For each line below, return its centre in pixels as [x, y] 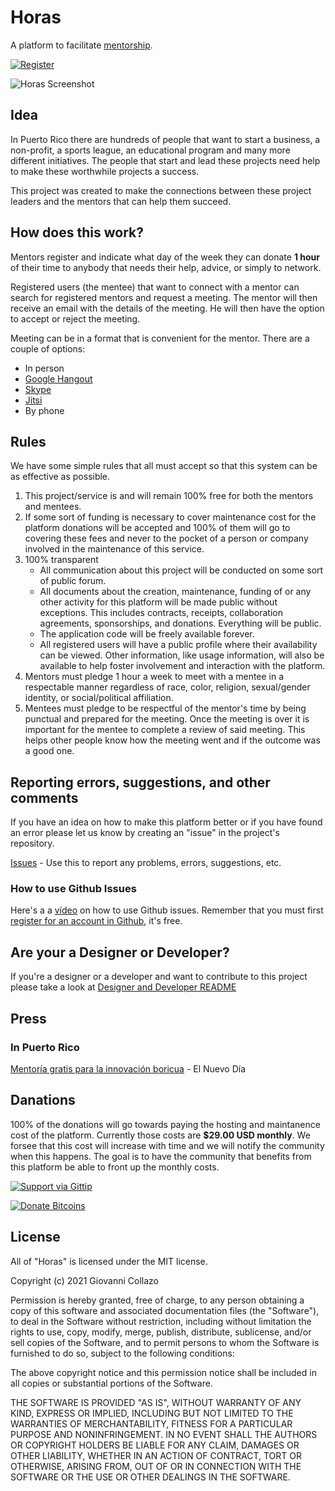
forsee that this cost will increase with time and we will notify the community [167, 1145]
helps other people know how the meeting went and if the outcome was [172, 740]
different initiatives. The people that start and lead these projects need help [165, 160]
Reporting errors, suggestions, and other [140, 782]
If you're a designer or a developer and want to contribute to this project [159, 977]
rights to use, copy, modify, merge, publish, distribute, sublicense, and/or [161, 1332]
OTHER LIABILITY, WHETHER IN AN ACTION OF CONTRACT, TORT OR [156, 1455]
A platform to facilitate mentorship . [81, 45]
